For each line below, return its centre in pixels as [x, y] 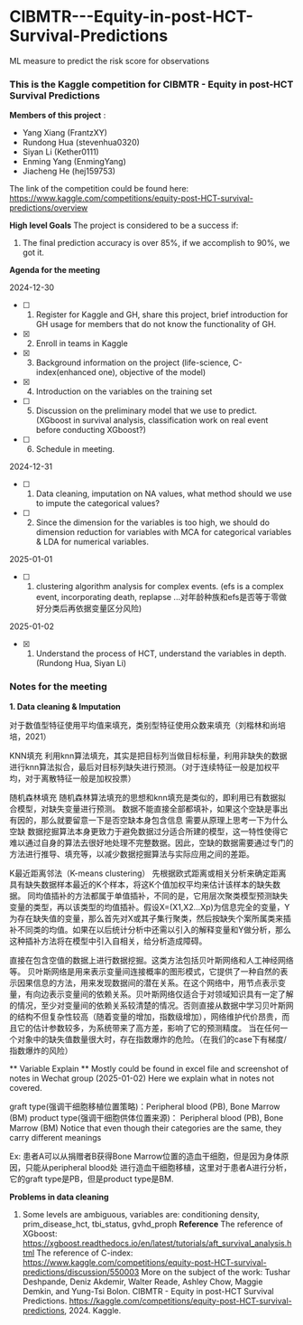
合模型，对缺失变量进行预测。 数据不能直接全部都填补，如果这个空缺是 [141, 808]
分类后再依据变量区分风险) [93, 608]
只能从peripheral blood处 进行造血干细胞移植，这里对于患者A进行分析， [158, 1167]
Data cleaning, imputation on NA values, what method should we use [164, 493]
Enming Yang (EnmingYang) [74, 162]
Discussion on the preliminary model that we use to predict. [146, 411]
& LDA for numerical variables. [92, 542]
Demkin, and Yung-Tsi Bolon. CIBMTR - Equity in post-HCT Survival [148, 1291]
